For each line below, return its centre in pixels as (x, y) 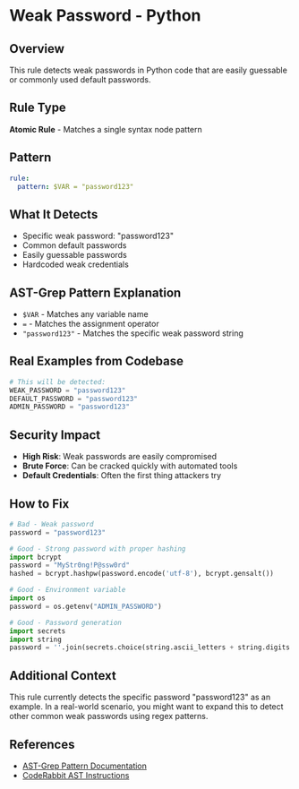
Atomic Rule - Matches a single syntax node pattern (106, 129)
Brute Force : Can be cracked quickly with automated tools (130, 466)
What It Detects (54, 214)
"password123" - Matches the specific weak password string (132, 333)
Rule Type (38, 108)
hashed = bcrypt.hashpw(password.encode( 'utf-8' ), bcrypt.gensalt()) (142, 574)
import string (36, 639)
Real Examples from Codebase (97, 361)
